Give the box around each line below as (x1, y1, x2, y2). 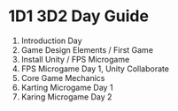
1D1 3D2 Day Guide (8, 6, 150, 26)
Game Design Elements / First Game (20, 44, 154, 55)
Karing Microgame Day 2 (20, 91, 112, 102)
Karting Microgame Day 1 (20, 82, 113, 92)
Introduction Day (20, 35, 82, 46)
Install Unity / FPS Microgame (20, 54, 130, 64)
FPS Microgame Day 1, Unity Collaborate (20, 63, 170, 74)
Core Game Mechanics (20, 72, 105, 83)
